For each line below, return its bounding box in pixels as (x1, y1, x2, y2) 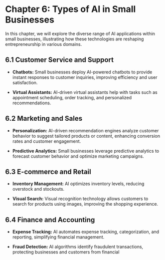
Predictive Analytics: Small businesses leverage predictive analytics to (12, 148, 160, 154)
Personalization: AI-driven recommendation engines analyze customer (12, 127, 159, 133)
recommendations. (12, 100, 51, 106)
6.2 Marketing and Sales (5, 114, 83, 123)
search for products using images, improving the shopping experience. (12, 201, 159, 207)
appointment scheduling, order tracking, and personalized (12, 94, 132, 100)
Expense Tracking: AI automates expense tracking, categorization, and (12, 229, 160, 235)
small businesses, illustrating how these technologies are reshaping (5, 36, 144, 42)
